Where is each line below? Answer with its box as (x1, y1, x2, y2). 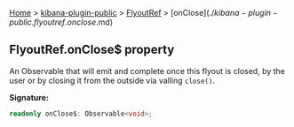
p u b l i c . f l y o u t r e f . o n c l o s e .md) (9, 17, 114, 27)
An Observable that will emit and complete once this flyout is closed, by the (9, 65, 286, 76)
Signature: (9, 92, 49, 102)
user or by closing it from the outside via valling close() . (9, 75, 216, 86)
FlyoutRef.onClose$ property (9, 42, 175, 57)
